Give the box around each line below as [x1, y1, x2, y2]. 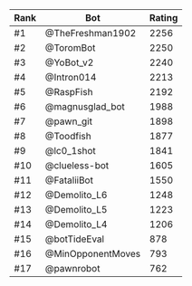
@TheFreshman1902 [44, 27, 137, 39]
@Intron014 [44, 71, 97, 83]
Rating [149, 12, 178, 24]
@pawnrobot [44, 262, 101, 274]
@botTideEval [44, 233, 105, 245]
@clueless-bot [44, 159, 110, 171]
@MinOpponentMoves [44, 248, 141, 260]
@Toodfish [44, 130, 92, 142]
